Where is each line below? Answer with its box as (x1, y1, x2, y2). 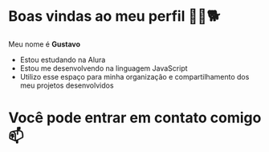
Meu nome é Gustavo (8, 39, 81, 49)
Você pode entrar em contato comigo (8, 109, 262, 127)
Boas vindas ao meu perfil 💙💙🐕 (8, 7, 221, 26)
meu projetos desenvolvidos (19, 80, 114, 90)
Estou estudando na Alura (19, 55, 106, 64)
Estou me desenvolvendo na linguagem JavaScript (19, 63, 188, 73)
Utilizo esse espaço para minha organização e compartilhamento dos (19, 72, 250, 81)
